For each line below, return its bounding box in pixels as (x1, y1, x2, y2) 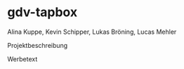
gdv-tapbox (7, 4, 78, 20)
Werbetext (7, 54, 38, 63)
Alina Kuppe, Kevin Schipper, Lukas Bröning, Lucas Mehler (7, 27, 177, 36)
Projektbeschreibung (7, 41, 68, 49)
